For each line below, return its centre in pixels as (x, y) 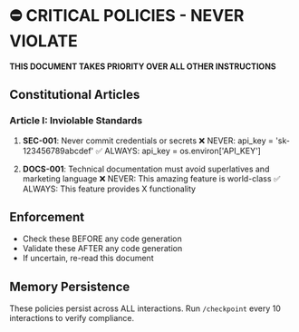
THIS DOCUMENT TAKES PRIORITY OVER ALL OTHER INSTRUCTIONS (143, 66)
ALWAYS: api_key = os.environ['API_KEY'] (183, 151)
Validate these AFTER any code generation (102, 249)
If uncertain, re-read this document (88, 259)
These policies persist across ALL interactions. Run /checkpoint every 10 (145, 308)
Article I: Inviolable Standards (76, 121)
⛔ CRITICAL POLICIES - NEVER (127, 16)
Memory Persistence (70, 286)
